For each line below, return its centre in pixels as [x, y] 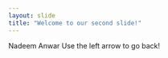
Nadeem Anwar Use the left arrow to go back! [84, 45]
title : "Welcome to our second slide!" [75, 23]
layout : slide [32, 15]
